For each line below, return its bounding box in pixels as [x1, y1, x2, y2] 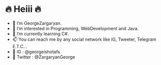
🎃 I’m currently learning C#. [12, 31, 69, 37]
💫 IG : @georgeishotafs [12, 49, 60, 55]
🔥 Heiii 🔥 [5, 3, 41, 15]
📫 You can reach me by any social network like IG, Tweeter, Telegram [12, 36, 157, 42]
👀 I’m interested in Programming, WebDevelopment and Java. [12, 25, 139, 31]
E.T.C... [12, 43, 27, 49]
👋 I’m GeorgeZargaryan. [12, 20, 62, 26]
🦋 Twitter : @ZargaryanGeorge [12, 54, 76, 60]
